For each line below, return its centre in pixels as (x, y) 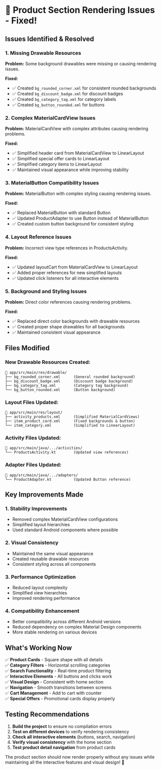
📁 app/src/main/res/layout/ (34, 412)
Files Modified (28, 348)
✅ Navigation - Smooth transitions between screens (58, 687)
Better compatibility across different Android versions (66, 622)
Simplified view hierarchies (40, 592)
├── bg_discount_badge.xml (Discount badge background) (69, 381)
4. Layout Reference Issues (38, 237)
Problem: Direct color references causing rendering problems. (68, 302)
